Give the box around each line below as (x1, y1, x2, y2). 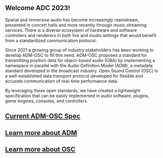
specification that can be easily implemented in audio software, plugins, (5, 93, 150, 99)
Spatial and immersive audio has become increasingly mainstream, (5, 17, 140, 22)
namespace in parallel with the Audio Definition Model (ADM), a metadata (5, 62, 153, 68)
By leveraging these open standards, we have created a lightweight (5, 87, 141, 93)
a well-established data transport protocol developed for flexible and (5, 73, 143, 79)
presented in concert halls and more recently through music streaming (5, 22, 147, 28)
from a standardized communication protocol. (5, 38, 97, 43)
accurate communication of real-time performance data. (5, 78, 119, 84)
